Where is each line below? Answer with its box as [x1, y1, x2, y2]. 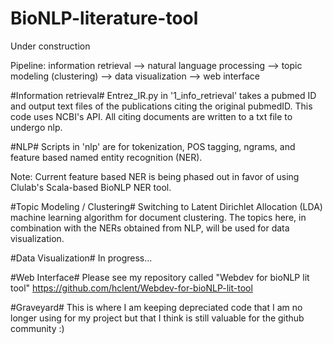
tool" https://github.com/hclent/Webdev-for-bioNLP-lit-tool [10, 282, 253, 294]
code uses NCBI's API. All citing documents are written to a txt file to [10, 110, 293, 122]
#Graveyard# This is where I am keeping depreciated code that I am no [10, 301, 303, 313]
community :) [10, 322, 65, 334]
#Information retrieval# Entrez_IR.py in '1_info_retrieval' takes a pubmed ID [10, 89, 317, 101]
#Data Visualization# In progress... [10, 252, 153, 264]
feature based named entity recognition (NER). [10, 151, 203, 163]
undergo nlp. [10, 121, 63, 133]
